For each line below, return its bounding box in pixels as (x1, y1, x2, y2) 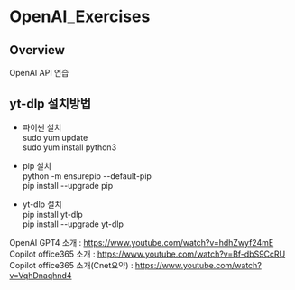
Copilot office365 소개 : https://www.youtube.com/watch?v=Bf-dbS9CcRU (9, 248, 286, 259)
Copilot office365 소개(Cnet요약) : (9, 259, 134, 270)
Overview (9, 42, 66, 58)
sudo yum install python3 (22, 142, 117, 153)
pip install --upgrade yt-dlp (22, 219, 124, 229)
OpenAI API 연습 (9, 68, 69, 78)
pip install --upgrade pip (22, 180, 114, 191)
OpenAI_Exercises (9, 6, 151, 27)
